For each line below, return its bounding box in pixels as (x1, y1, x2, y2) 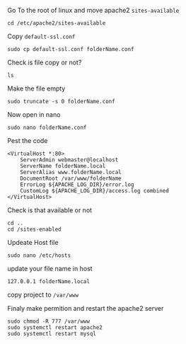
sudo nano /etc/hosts (7, 252, 71, 259)
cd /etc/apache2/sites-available (7, 20, 106, 27)
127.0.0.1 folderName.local (7, 278, 91, 285)
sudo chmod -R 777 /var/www (7, 318, 91, 325)
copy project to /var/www (7, 290, 79, 299)
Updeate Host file (7, 239, 59, 246)
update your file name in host (7, 265, 93, 273)
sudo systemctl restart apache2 (7, 324, 103, 331)
